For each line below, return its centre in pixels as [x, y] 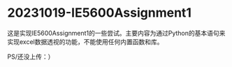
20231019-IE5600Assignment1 [100, 13]
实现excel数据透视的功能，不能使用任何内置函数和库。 [85, 42]
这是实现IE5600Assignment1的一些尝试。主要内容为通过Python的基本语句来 [116, 33]
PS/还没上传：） [31, 57]
